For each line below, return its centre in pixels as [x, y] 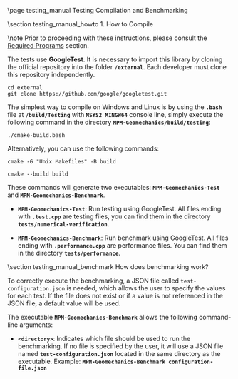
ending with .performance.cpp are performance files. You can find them [122, 245]
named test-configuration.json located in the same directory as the [119, 354]
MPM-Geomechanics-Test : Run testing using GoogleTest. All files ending [119, 209]
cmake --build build [38, 174]
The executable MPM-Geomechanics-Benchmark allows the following [103, 317]
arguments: [36, 325]
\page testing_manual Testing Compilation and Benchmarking [98, 10]
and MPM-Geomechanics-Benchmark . [56, 195]
